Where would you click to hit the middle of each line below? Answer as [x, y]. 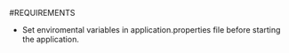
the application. [51, 39]
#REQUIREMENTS [42, 13]
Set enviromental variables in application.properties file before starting [151, 30]
